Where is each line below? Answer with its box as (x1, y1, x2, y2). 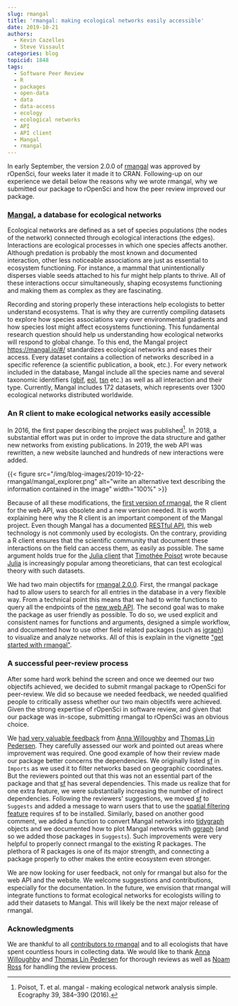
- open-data (13, 90, 50, 97)
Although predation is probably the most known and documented (7, 249, 198, 257)
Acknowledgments (7, 924, 74, 934)
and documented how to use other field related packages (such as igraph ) (7, 626, 225, 634)
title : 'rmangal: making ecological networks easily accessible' (7, 17, 204, 24)
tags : (7, 63, 23, 70)
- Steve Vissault (13, 43, 65, 50)
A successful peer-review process (7, 659, 129, 669)
